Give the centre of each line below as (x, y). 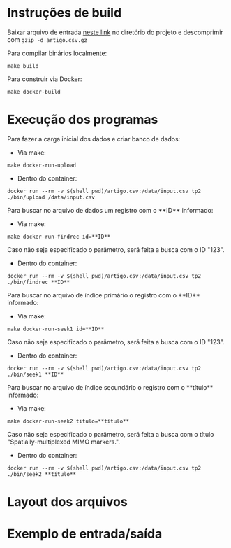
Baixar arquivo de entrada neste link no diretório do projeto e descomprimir (115, 32)
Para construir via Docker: (45, 79)
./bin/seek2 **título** (42, 474)
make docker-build (34, 92)
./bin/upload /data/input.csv (51, 197)
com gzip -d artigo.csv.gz (47, 39)
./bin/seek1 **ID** (36, 374)
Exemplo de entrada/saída (85, 534)
